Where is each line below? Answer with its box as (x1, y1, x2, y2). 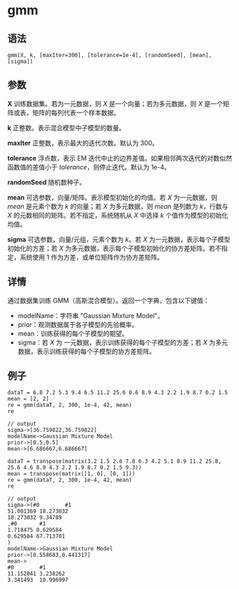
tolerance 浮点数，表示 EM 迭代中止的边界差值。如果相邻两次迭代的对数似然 (7, 153, 233, 162)
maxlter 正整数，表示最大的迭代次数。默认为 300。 (7, 139, 159, 147)
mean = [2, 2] (7, 396, 50, 403)
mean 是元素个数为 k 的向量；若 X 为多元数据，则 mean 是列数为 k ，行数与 (7, 202, 228, 211)
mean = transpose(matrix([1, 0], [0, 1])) (7, 470, 136, 478)
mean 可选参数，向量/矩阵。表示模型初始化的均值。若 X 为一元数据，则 (7, 193, 218, 201)
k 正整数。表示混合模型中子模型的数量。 (7, 124, 126, 132)
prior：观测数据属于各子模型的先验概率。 (17, 320, 138, 328)
